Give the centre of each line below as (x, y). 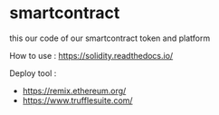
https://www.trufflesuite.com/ (77, 100)
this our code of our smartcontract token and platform (110, 38)
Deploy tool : (33, 73)
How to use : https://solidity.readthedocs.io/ (91, 55)
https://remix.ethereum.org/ (74, 91)
